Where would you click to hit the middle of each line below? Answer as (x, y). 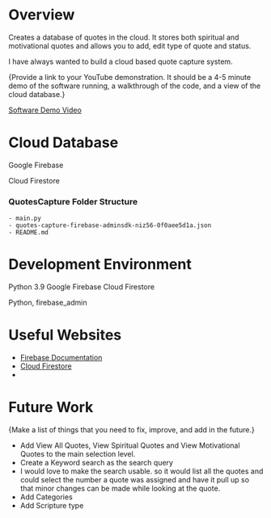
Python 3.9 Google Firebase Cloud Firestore (82, 287)
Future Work (51, 408)
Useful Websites (65, 335)
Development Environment (100, 265)
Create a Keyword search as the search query (97, 462)
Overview (42, 15)
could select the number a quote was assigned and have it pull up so (134, 479)
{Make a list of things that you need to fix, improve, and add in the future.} (131, 429)
